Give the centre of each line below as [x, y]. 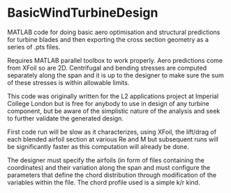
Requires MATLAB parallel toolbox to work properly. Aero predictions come [115, 60]
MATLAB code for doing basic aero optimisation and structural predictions [114, 32]
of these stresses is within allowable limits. [68, 82]
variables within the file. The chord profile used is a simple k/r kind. [104, 182]
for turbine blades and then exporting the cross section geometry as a [108, 39]
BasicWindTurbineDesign [83, 13]
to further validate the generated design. [66, 118]
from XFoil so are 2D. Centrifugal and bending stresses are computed [107, 68]
